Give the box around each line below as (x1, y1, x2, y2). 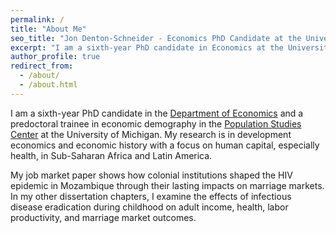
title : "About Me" (10, 24, 87, 34)
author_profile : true (10, 52, 101, 62)
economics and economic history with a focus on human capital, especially (10, 139, 320, 151)
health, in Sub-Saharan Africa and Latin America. (10, 149, 213, 161)
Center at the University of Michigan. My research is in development (10, 128, 292, 140)
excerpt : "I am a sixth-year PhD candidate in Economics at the (10, 42, 284, 53)
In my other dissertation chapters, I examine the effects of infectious (10, 190, 292, 202)
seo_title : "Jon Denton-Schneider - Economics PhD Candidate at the (10, 33, 302, 43)
